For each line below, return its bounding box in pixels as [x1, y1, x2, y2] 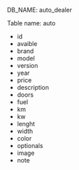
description [16, 84, 49, 91]
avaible [16, 40, 37, 47]
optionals [16, 142, 44, 149]
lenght [16, 120, 35, 127]
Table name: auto [7, 19, 56, 27]
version [16, 62, 39, 69]
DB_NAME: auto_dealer [7, 6, 73, 14]
